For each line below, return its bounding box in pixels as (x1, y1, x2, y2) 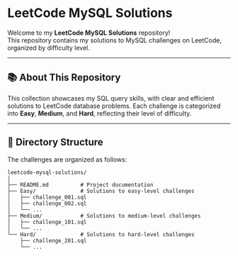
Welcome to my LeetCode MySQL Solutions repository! (7, 28, 171, 37)
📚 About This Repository (7, 72, 121, 84)
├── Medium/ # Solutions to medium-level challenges (7, 212, 201, 219)
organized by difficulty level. (7, 43, 91, 52)
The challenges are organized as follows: (7, 155, 127, 164)
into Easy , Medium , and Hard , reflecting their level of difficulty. (7, 108, 192, 118)
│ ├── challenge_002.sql (7, 200, 87, 207)
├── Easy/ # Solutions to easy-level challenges (7, 187, 195, 194)
